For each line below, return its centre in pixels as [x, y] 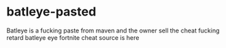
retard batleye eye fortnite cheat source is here [73, 37]
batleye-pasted [52, 12]
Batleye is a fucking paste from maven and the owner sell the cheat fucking [113, 30]
